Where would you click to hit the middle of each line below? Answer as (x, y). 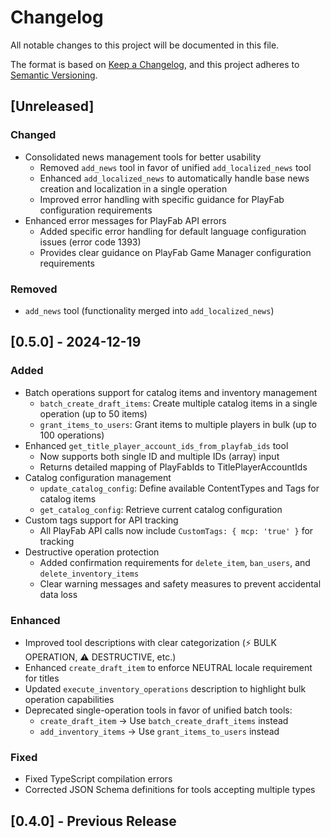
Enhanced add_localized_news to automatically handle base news (174, 178)
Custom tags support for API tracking (101, 520)
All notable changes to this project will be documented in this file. (145, 45)
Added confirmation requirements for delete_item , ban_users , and (175, 562)
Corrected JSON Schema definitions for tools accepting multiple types (170, 790)
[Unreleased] (52, 106)
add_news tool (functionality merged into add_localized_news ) (149, 310)
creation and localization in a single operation (133, 188)
